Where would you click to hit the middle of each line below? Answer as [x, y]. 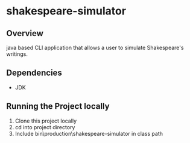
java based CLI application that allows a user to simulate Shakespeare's [95, 47]
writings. [17, 54]
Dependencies [34, 73]
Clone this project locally [46, 121]
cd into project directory [45, 127]
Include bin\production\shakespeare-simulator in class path [89, 133]
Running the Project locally [58, 106]
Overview [25, 33]
